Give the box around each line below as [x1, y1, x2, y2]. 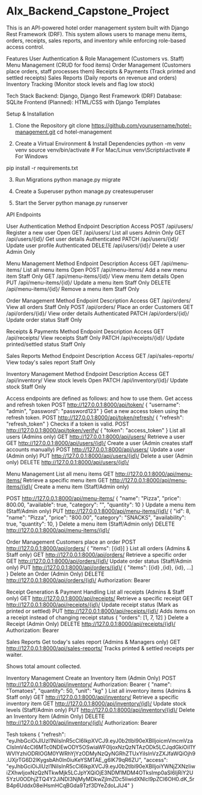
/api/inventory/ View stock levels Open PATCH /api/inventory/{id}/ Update [6, 376, 188, 384]
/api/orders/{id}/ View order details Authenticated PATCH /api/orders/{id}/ [6, 310, 189, 317]
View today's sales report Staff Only [6, 358, 96, 366]
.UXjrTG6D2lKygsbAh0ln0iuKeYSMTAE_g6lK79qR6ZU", [6, 756, 142, 763]
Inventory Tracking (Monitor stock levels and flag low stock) [6, 80, 155, 88]
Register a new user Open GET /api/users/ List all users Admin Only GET [6, 229, 185, 236]
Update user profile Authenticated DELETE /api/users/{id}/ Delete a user [6, 242, 185, 249]
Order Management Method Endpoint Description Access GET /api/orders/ [6, 296, 191, 304]
